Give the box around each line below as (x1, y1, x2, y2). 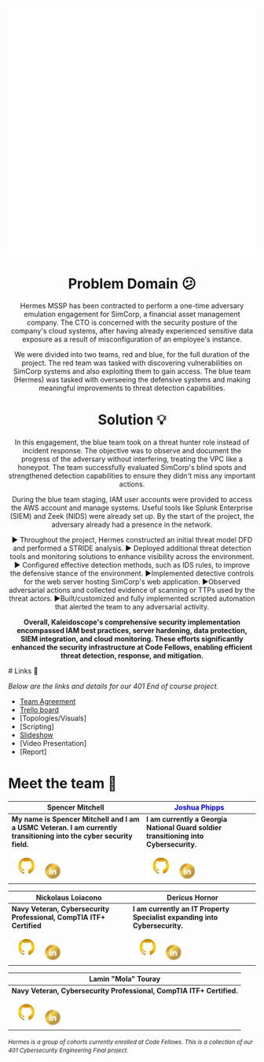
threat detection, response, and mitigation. (60, 650, 204, 660)
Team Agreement (19, 696, 76, 706)
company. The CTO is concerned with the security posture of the (26, 318, 238, 327)
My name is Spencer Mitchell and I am (11, 814, 140, 824)
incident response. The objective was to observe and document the (22, 445, 242, 455)
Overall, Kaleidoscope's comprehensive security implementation (23, 617, 241, 627)
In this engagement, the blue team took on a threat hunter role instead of (14, 437, 250, 447)
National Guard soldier (146, 822, 222, 832)
